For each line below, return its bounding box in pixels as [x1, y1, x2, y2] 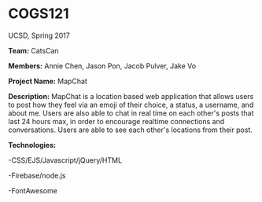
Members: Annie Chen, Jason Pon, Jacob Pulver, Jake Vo [8, 61, 197, 71]
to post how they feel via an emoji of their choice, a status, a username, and [8, 100, 254, 109]
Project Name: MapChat [8, 76, 88, 86]
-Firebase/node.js [8, 171, 66, 180]
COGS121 [8, 5, 69, 23]
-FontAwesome [8, 185, 57, 195]
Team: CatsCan [8, 46, 59, 55]
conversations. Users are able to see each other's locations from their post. [8, 125, 253, 134]
